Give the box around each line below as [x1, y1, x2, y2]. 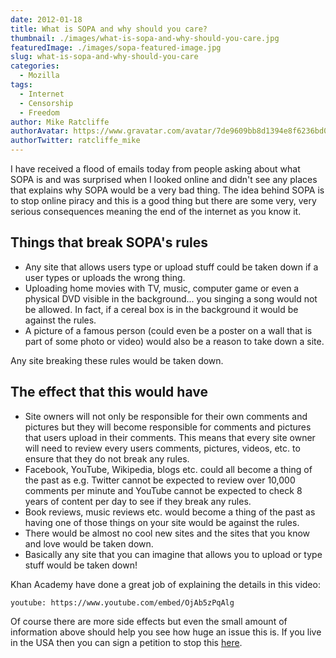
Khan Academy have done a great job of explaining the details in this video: [10, 578, 321, 590]
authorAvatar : [10, 126, 70, 136]
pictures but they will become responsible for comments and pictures [24, 421, 312, 433]
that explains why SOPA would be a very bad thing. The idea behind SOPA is [10, 184, 325, 196]
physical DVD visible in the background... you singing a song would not [24, 292, 318, 305]
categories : [10, 61, 60, 71]
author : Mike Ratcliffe [10, 117, 110, 127]
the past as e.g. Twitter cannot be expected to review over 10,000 [24, 474, 296, 486]
